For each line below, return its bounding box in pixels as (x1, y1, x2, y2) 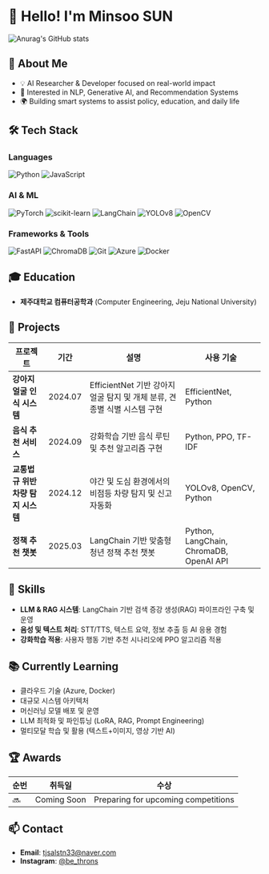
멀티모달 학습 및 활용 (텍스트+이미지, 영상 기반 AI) (19, 726, 176, 736)
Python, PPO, (185, 431, 235, 442)
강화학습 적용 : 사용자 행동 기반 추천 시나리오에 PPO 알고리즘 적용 (19, 635, 223, 645)
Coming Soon (34, 794, 86, 805)
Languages (8, 152, 54, 163)
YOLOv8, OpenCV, (185, 482, 255, 493)
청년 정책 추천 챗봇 (89, 547, 156, 558)
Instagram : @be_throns (19, 856, 98, 865)
